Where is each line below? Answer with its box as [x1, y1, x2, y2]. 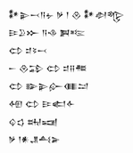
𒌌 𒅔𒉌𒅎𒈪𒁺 [8, 81, 89, 91]
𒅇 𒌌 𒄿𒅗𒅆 [8, 99, 76, 109]
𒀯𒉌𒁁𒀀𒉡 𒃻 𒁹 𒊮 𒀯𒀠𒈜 [8, 10, 125, 20]
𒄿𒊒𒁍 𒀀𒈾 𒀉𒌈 [8, 28, 87, 37]
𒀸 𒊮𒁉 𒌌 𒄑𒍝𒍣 [8, 63, 87, 73]
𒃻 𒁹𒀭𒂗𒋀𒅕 [8, 134, 61, 144]
